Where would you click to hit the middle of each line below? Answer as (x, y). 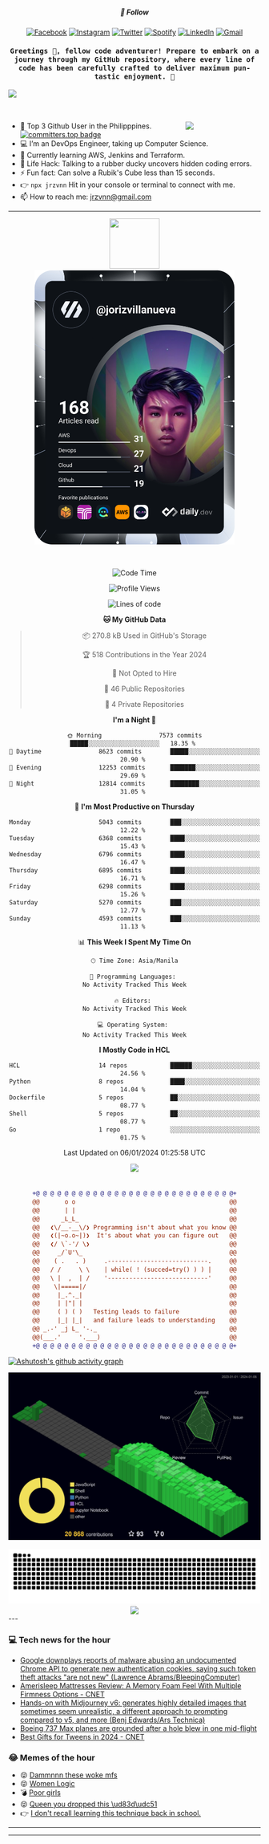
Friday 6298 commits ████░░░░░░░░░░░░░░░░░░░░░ (134, 887)
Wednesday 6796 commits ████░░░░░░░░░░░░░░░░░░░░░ (134, 855)
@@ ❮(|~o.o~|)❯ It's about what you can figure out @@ (134, 1236)
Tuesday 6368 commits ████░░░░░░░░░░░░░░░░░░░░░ (134, 839)
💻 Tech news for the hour (60, 1639)
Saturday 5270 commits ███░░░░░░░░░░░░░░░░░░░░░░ (134, 903)
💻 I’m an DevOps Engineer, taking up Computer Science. (114, 144)
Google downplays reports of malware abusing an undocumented (128, 1660)
